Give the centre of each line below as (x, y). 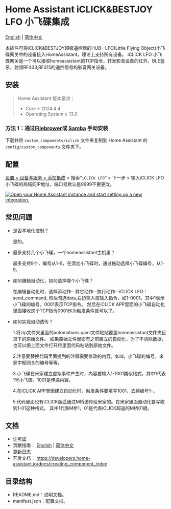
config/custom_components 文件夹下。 (45, 147)
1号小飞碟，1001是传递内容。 (43, 380)
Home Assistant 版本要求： (46, 98)
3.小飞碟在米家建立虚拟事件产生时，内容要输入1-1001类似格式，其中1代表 (89, 373)
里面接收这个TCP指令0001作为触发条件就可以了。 (65, 311)
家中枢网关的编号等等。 (37, 362)
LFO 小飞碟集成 (38, 22)
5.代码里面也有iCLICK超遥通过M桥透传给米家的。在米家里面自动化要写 (87, 401)
